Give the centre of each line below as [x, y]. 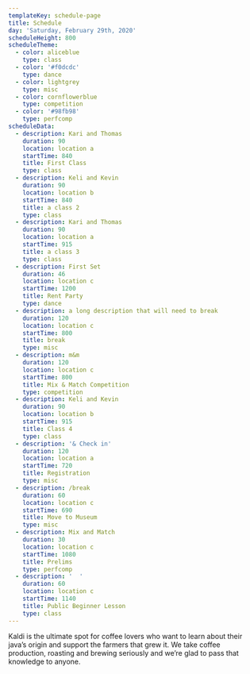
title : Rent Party [53, 296]
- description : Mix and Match [65, 533]
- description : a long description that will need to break [117, 310]
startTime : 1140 [50, 599]
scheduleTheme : [33, 45]
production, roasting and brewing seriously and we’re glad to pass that [124, 653]
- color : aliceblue [48, 52]
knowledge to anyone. [44, 661]
